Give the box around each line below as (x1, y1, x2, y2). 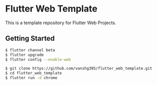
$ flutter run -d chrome (5, 75, 58, 80)
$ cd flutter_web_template (5, 71, 62, 76)
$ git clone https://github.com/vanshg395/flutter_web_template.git (5, 66, 152, 71)
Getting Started (5, 34, 55, 43)
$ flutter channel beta (5, 47, 56, 53)
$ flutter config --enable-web (5, 57, 71, 62)
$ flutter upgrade (5, 52, 44, 57)
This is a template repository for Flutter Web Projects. (5, 20, 117, 26)
